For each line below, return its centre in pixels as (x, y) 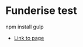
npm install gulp (25, 27)
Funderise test (41, 11)
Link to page (29, 38)
